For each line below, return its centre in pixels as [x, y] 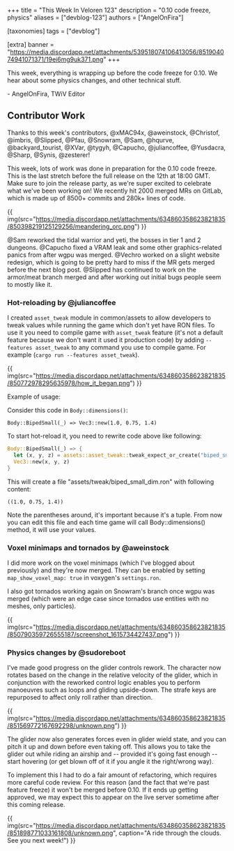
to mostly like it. [30, 284]
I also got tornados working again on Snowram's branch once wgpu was [111, 591]
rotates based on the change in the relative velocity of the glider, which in [112, 675]
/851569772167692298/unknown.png [61, 726]
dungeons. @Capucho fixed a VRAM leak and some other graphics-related [115, 247]
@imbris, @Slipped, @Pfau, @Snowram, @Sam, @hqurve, [91, 140]
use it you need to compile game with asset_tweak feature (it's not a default [115, 333]
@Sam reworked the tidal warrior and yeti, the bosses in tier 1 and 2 [104, 239]
